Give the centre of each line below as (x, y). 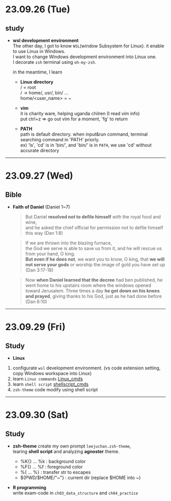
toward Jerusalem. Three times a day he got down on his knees (93, 291)
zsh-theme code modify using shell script (55, 390)
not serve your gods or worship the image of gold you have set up (95, 265)
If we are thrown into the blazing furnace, (68, 243)
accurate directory (40, 151)
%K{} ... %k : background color (53, 461)
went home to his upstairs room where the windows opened (88, 285)
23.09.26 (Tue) (38, 9)
